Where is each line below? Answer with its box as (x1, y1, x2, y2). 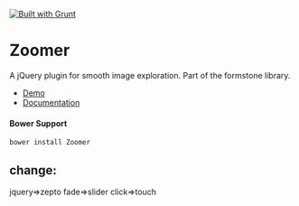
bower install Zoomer (9, 138, 91, 147)
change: (9, 163, 57, 178)
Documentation (22, 97, 80, 108)
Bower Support (9, 117, 68, 128)
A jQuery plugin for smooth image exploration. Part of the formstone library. (9, 70, 291, 80)
